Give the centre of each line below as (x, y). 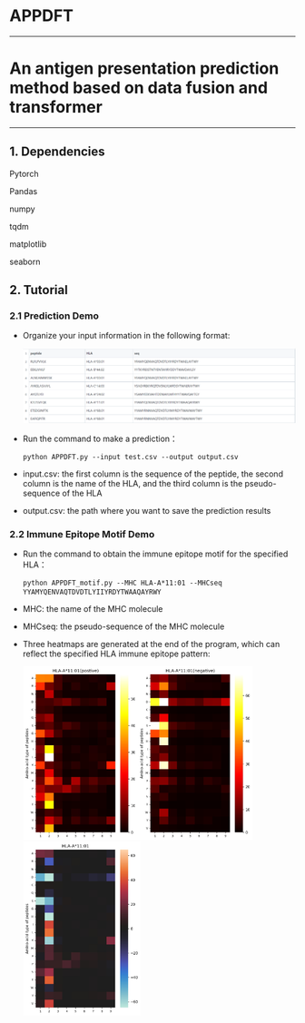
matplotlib (28, 244)
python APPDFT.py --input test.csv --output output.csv (130, 457)
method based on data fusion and (139, 88)
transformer (56, 108)
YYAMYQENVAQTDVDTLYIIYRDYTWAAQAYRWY (92, 592)
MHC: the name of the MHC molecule (93, 609)
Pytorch (24, 173)
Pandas (24, 191)
